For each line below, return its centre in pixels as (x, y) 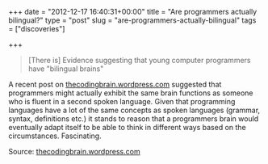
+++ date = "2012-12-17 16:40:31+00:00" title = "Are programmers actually (133, 12)
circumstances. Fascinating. (55, 136)
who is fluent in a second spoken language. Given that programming (122, 101)
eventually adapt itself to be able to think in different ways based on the (127, 127)
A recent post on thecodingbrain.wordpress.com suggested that (115, 84)
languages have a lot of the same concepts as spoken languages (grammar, (134, 110)
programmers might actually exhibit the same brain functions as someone (131, 93)
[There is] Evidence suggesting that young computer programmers (139, 60)
